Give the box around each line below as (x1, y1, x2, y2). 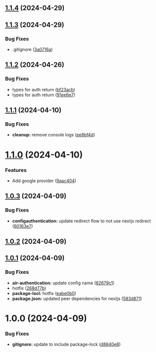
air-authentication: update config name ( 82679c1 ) (12, 280, 115, 286)
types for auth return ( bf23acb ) (12, 86, 76, 92)
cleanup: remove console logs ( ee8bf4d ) (12, 132, 95, 138)
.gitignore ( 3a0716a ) (12, 47, 53, 53)
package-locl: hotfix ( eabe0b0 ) (12, 290, 77, 296)
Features (5, 166, 27, 173)
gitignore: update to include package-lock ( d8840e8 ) (12, 341, 121, 348)
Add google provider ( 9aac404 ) (12, 178, 77, 184)
